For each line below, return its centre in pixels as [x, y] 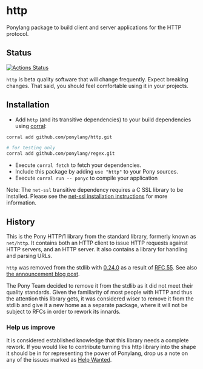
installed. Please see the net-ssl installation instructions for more [87, 196]
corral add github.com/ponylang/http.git [59, 137]
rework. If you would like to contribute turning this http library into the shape [101, 347]
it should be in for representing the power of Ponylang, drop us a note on [97, 353]
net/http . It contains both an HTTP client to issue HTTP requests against [97, 243]
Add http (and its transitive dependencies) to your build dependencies [103, 120]
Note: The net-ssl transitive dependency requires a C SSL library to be [95, 190]
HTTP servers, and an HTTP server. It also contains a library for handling [97, 249]
